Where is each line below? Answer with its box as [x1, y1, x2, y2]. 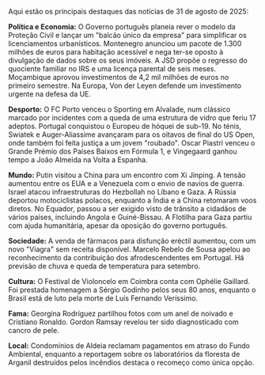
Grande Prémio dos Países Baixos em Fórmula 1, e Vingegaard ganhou [8, 146, 237, 156]
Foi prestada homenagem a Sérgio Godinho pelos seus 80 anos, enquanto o [8, 285, 256, 294]
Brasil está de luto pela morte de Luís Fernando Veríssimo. [8, 294, 199, 303]
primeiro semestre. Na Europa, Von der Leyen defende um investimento [8, 81, 242, 90]
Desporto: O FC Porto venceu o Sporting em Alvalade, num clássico [8, 104, 231, 114]
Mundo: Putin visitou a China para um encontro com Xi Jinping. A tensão [8, 170, 246, 180]
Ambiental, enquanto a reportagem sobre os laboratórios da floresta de [8, 350, 240, 358]
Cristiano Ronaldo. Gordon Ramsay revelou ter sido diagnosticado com [8, 317, 239, 327]
